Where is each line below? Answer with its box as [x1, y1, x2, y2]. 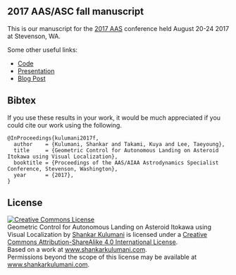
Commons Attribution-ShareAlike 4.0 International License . [7, 238, 178, 246]
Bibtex [7, 94, 37, 106]
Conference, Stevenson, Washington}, [7, 165, 118, 172]
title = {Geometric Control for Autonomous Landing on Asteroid [13, 147, 219, 154]
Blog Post [17, 74, 46, 82]
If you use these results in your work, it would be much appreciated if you [7, 113, 221, 122]
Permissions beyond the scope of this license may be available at [7, 253, 197, 262]
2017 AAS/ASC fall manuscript [7, 6, 144, 18]
